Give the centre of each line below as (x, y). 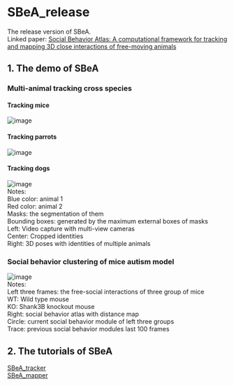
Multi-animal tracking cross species (70, 88)
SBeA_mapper (28, 375)
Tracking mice (29, 105)
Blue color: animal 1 (35, 199)
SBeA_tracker (27, 368)
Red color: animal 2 (35, 206)
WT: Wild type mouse (38, 299)
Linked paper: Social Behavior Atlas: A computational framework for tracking (117, 39)
